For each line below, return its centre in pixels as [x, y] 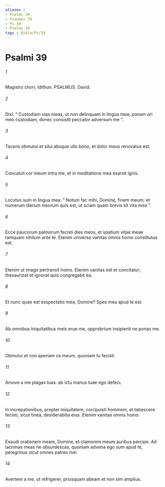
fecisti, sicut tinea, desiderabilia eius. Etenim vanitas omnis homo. [73, 415]
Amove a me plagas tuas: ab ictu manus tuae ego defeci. [64, 383]
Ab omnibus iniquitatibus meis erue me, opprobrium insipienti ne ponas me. [83, 329]
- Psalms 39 [17, 28]
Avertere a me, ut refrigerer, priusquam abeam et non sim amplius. [73, 479]
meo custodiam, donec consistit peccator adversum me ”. [64, 119]
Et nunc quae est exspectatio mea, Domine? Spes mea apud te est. [74, 302]
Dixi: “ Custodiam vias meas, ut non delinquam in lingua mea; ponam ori [79, 114]
